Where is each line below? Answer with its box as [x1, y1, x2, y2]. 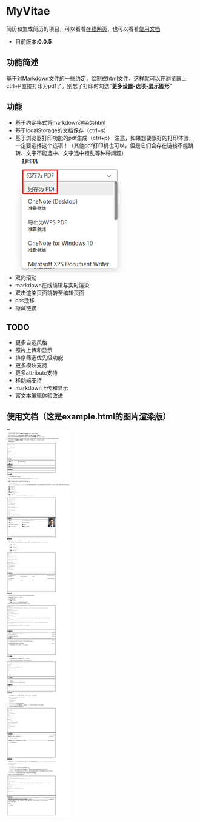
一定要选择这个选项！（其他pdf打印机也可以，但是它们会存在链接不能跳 [15, 141, 194, 149]
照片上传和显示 [15, 347, 53, 354]
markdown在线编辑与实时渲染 [15, 281, 90, 289]
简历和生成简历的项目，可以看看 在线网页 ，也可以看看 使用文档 [6, 25, 161, 32]
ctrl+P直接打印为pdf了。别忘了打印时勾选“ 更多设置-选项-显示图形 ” [6, 82, 173, 89]
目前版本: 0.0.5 [15, 38, 52, 45]
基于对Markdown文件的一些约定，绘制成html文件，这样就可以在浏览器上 [6, 75, 187, 82]
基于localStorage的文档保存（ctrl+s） [15, 126, 109, 134]
